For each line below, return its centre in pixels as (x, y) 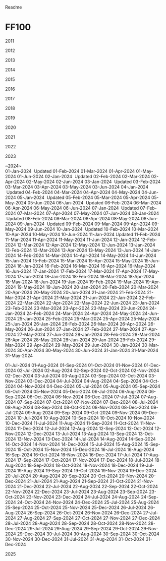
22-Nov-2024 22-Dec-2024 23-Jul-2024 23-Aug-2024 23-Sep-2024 (77, 492)
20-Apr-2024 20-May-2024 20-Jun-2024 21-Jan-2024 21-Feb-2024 (76, 292)
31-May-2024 (19, 355)
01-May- (145, 171)
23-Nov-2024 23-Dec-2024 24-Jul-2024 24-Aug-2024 (83, 497)
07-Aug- (149, 397)
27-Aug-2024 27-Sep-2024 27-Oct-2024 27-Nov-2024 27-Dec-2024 (88, 518)
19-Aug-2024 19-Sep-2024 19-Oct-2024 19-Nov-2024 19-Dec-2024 (87, 470)
